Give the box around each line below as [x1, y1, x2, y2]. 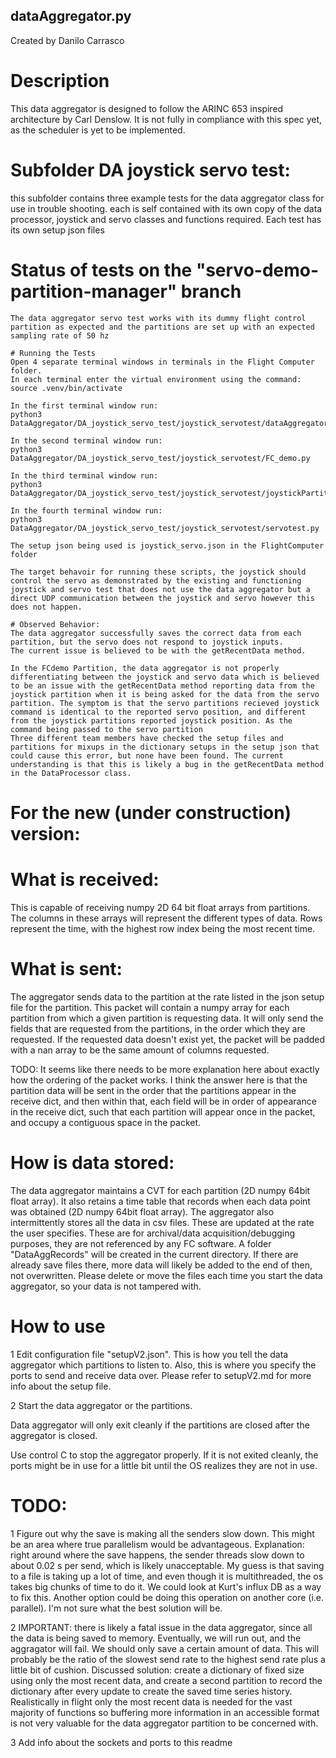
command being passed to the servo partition [10, 724, 203, 734]
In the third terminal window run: [10, 470, 159, 481]
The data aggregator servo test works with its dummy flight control [10, 313, 307, 323]
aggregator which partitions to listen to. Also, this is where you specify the [10, 1359, 317, 1371]
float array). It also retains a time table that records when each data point [10, 1195, 311, 1207]
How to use [10, 1315, 106, 1338]
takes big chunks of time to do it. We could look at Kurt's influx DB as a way [10, 1580, 322, 1593]
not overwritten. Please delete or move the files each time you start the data [10, 1269, 323, 1281]
